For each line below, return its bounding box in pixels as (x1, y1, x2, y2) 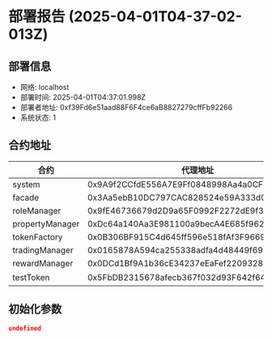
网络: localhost (19, 83, 70, 91)
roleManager (12, 205, 62, 216)
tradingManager (12, 244, 74, 256)
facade (12, 192, 40, 203)
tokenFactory (12, 231, 63, 243)
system (12, 179, 40, 190)
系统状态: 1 (19, 112, 57, 122)
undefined (8, 324, 42, 333)
